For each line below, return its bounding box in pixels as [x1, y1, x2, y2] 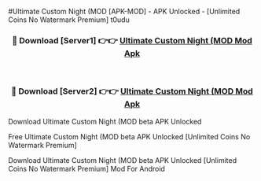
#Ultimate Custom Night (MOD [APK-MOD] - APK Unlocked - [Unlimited [8, 7, 241, 16]
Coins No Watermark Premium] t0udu [8, 15, 130, 24]
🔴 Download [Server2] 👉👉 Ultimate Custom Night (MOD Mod [11, 86, 253, 97]
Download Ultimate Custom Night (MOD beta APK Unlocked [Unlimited [8, 155, 237, 164]
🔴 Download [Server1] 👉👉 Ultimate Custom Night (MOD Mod [11, 35, 253, 46]
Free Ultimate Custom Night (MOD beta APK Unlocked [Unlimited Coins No [8, 131, 251, 141]
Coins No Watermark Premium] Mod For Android [8, 164, 165, 173]
